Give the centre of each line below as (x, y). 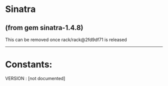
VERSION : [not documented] (35, 78)
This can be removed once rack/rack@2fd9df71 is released (66, 39)
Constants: (29, 65)
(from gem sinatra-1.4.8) (44, 28)
